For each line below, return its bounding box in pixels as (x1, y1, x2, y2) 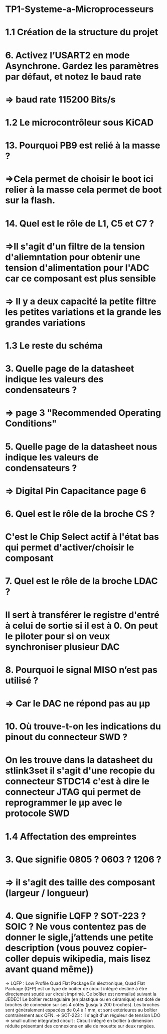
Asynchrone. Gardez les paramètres (5, 60, 159, 71)
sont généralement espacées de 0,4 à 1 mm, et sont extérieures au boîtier (5, 1007, 157, 1013)
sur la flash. (5, 195, 56, 206)
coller (5, 953, 30, 965)
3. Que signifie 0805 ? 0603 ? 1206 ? (5, 854, 161, 865)
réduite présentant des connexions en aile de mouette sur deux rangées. (5, 1023, 155, 1029)
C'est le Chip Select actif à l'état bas (5, 531, 159, 543)
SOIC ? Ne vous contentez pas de (5, 921, 147, 933)
